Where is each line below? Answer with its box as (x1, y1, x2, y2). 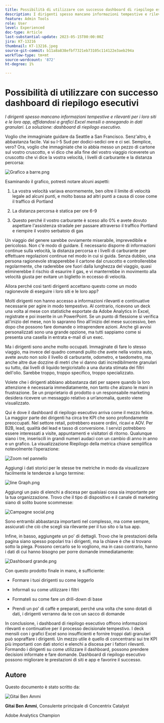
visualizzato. (5, 400, 30, 406)
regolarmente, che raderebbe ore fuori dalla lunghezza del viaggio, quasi (5, 263, 152, 269)
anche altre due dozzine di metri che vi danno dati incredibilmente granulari (5, 359, 157, 365)
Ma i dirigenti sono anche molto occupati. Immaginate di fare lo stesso (5, 344, 146, 350)
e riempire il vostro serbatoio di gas (12, 228, 84, 234)
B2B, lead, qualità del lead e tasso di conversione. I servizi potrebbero (5, 425, 146, 431)
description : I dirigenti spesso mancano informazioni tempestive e (5, 12, 147, 17)
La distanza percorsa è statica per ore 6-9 (12, 208, 97, 214)
